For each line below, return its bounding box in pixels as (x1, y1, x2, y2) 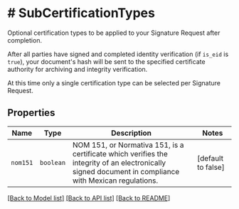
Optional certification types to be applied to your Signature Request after (7, 28, 221, 37)
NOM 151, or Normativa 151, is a (72, 140, 184, 150)
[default (196, 153, 224, 163)
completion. (7, 36, 43, 44)
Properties (7, 107, 55, 119)
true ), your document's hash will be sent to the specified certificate (7, 57, 206, 65)
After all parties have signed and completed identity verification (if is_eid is (7, 50, 229, 58)
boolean (40, 159, 66, 166)
